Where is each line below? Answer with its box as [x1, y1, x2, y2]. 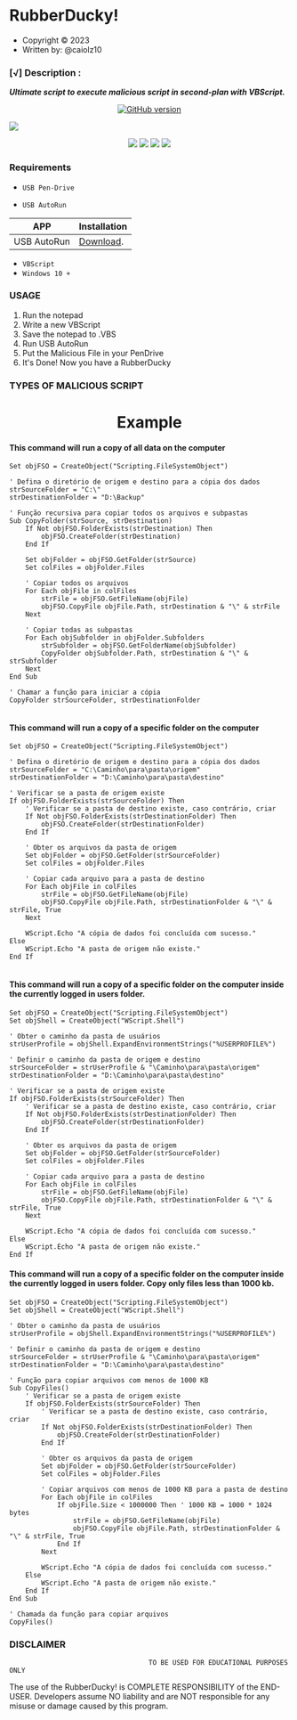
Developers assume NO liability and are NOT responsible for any [34, 1691, 270, 1702]
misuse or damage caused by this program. [9, 1700, 169, 1711]
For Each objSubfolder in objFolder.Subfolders [25, 633, 205, 642]
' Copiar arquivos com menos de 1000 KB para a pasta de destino [41, 1485, 289, 1494]
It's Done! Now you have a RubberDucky [21, 357, 172, 368]
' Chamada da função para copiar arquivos [9, 1610, 169, 1618]
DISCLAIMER [9, 1638, 67, 1651]
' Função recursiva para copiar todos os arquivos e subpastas [9, 509, 249, 518]
